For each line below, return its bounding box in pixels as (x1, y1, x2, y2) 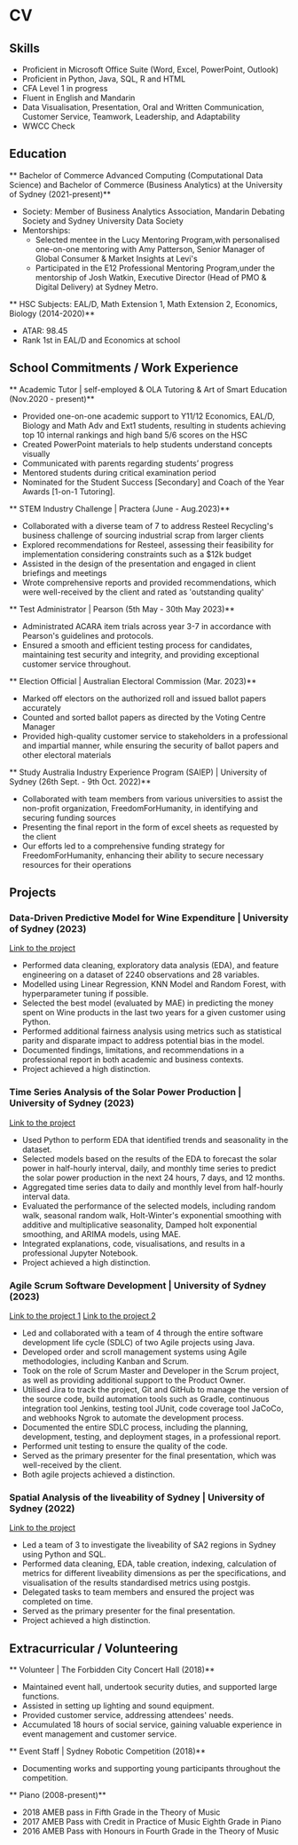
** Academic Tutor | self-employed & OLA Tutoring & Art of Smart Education (9, 383, 287, 395)
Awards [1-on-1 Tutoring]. (21, 485, 115, 497)
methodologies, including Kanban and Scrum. (21, 1355, 189, 1367)
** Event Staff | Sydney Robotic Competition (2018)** (9, 1746, 207, 1757)
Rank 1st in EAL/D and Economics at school (21, 335, 181, 345)
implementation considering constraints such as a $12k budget (21, 548, 252, 559)
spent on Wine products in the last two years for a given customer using (21, 1007, 286, 1018)
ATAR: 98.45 (21, 325, 68, 335)
